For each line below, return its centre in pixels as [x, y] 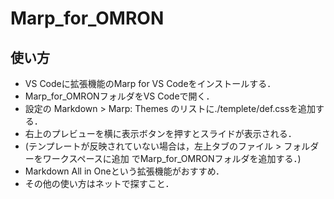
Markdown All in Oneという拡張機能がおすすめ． [124, 171]
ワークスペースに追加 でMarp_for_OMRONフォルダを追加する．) [172, 158]
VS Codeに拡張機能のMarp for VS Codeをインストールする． [150, 83]
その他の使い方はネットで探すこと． [99, 183]
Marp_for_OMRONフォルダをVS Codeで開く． [119, 96]
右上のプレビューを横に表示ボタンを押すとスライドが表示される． [160, 133]
